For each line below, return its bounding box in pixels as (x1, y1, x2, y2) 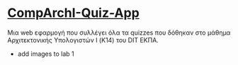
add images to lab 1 (17, 49, 74, 58)
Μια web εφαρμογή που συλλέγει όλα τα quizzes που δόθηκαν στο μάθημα (7, 28, 231, 37)
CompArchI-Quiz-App (7, 5, 140, 21)
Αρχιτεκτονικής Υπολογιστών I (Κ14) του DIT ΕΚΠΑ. (7, 35, 159, 44)
